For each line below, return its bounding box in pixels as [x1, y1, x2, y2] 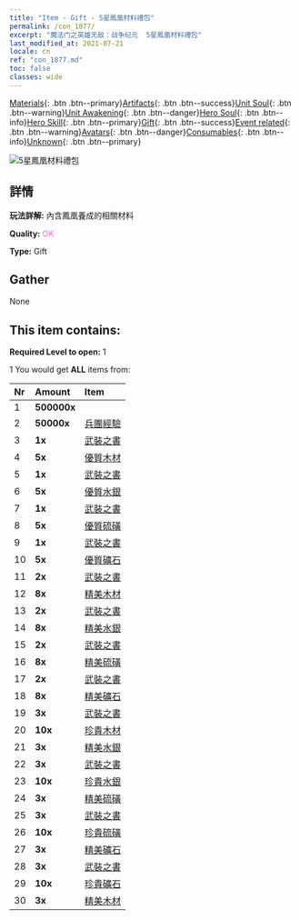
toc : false [9, 65, 51, 74]
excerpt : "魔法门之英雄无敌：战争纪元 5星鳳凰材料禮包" [9, 30, 203, 39]
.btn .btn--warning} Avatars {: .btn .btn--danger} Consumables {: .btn [9, 126, 261, 137]
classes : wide [9, 73, 64, 82]
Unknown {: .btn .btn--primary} [26, 135, 142, 146]
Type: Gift [9, 245, 47, 256]
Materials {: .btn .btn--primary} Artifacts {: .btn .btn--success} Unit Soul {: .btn [9, 97, 293, 108]
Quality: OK [9, 228, 55, 239]
